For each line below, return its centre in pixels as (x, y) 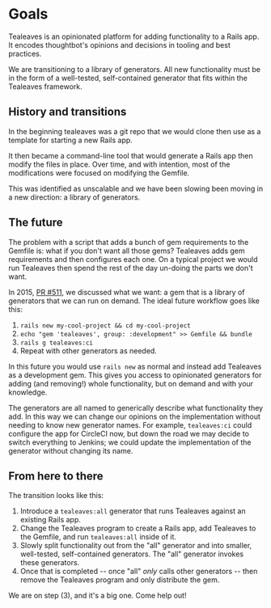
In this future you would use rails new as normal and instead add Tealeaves (135, 366)
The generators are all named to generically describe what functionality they (136, 407)
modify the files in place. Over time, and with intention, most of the (119, 164)
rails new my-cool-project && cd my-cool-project (106, 325)
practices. (25, 53)
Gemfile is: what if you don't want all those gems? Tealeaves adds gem (127, 251)
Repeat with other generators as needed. (89, 350)
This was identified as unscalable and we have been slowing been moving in (136, 188)
